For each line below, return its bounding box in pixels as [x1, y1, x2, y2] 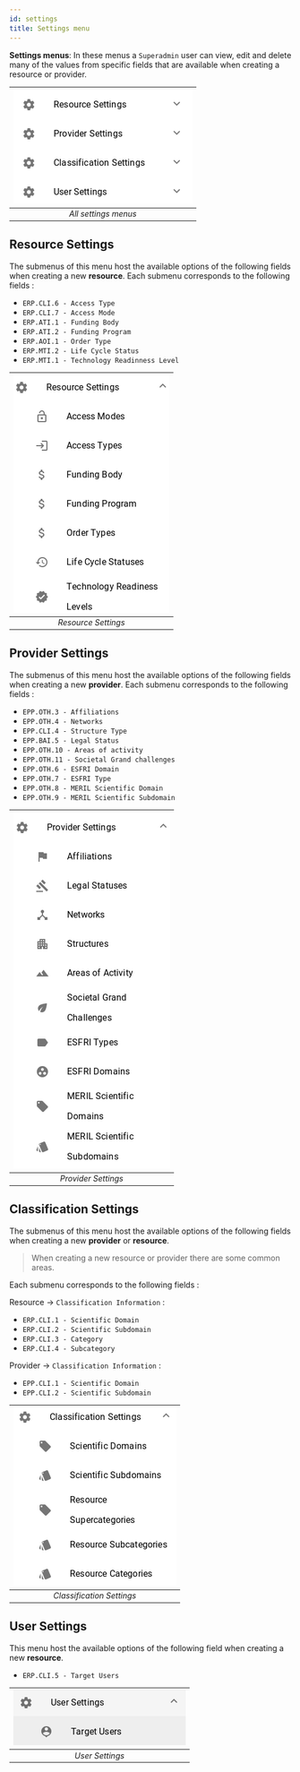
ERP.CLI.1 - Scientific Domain [21, 1315, 140, 1325]
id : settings [9, 14, 58, 23]
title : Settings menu [9, 23, 90, 33]
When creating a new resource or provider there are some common [30, 1252, 280, 1263]
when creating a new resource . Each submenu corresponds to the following [9, 270, 290, 281]
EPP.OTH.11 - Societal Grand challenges [21, 755, 176, 764]
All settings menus [68, 209, 137, 219]
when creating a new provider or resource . [9, 1234, 170, 1245]
